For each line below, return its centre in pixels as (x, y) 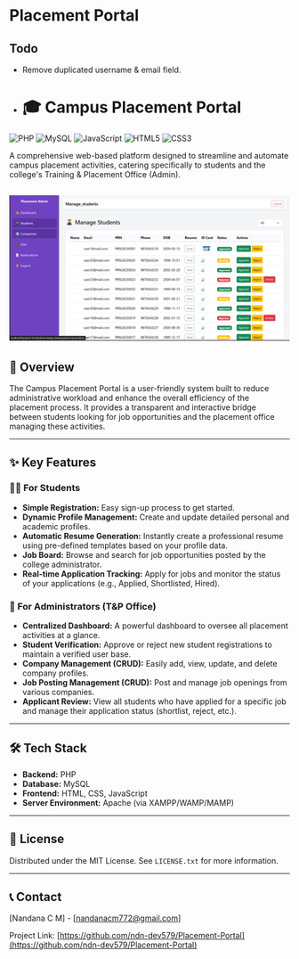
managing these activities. (57, 426)
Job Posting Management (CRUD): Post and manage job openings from (154, 682)
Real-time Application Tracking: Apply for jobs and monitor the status (151, 574)
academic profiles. (56, 526)
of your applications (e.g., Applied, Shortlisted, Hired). (121, 583)
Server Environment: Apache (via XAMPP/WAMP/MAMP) (128, 802)
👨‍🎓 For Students (45, 488)
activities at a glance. (61, 635)
